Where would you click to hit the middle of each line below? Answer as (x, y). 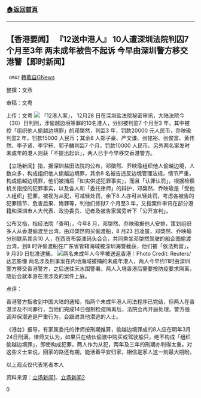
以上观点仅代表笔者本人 (35, 365)
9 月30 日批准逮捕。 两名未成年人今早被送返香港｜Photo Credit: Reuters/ (99, 254)
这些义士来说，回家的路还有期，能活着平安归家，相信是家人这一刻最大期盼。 (100, 352)
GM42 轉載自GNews (32, 77)
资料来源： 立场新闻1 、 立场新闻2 (46, 378)
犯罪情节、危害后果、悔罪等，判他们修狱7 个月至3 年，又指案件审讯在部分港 (100, 204)
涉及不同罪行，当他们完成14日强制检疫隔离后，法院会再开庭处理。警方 (98, 309)
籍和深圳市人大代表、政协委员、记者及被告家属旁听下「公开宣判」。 (89, 211)
